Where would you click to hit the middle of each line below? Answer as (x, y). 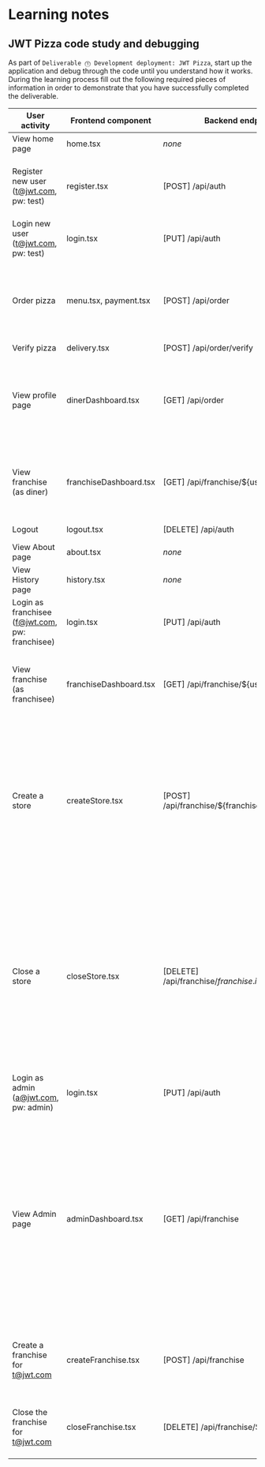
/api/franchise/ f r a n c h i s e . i (210, 981)
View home (33, 138)
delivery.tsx (88, 348)
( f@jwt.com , (35, 622)
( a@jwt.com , (35, 1097)
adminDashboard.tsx (105, 1219)
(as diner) (30, 492)
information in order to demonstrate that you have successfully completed (129, 88)
